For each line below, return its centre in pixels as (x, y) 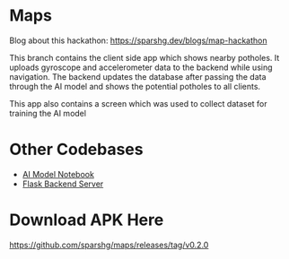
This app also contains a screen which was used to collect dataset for (138, 103)
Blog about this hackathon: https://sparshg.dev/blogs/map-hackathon (138, 40)
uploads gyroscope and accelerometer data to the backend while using (141, 67)
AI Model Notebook (58, 174)
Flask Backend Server (63, 184)
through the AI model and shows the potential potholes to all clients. (135, 86)
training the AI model (48, 113)
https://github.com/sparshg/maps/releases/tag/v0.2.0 (109, 245)
